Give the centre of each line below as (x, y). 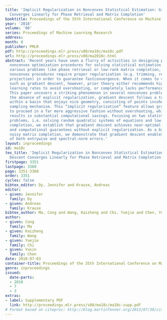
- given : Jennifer (24, 194)
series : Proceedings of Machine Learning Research (59, 33)
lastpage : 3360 (21, 167)
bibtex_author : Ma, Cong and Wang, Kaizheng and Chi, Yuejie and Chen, (81, 213)
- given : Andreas (23, 203)
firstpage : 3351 (22, 162)
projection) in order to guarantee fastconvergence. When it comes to (84, 79)
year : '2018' (19, 24)
